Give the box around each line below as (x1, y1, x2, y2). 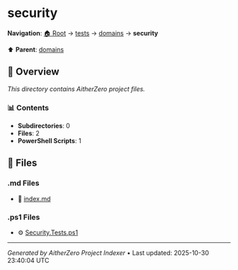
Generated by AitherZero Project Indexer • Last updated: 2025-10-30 (7, 249, 209, 257)
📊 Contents (7, 103, 50, 113)
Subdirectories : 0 (17, 122, 71, 130)
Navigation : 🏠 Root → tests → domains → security (7, 28, 159, 37)
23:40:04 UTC (7, 257, 50, 265)
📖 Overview (7, 66, 59, 78)
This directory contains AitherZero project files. (7, 84, 145, 93)
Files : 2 (17, 129, 40, 137)
